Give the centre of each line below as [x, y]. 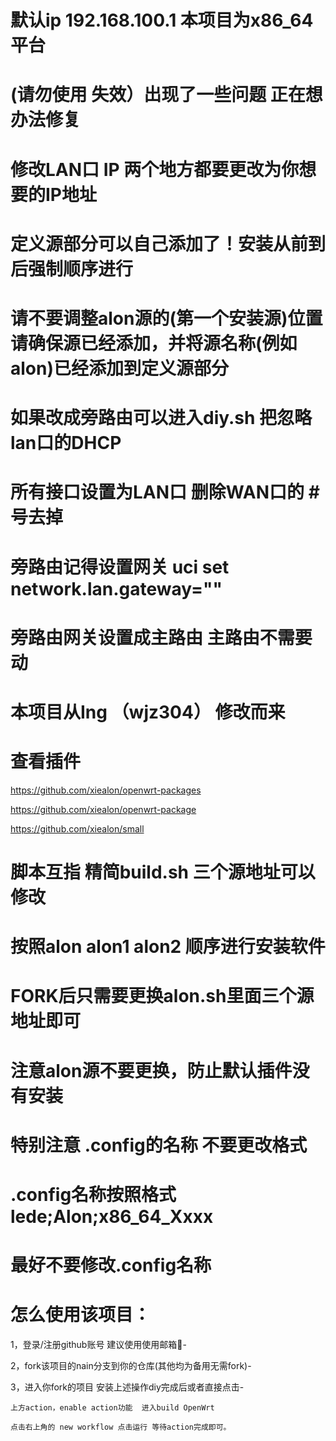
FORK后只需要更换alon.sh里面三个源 [162, 996]
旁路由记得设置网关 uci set [120, 567]
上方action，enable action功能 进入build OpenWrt [112, 1408]
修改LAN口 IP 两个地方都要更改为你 [155, 169]
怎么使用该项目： [81, 1315]
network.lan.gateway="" [116, 588]
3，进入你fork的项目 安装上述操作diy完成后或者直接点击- [127, 1387]
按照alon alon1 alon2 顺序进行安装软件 [168, 947]
